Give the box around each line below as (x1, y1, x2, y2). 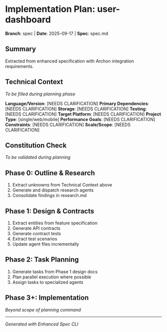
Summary (5, 45, 36, 53)
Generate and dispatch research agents (12, 187, 94, 193)
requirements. (5, 63, 34, 69)
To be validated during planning (5, 154, 71, 160)
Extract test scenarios (12, 236, 58, 242)
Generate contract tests (12, 231, 61, 236)
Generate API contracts (12, 225, 61, 231)
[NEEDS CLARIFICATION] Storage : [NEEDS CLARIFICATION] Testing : (5, 106, 147, 112)
